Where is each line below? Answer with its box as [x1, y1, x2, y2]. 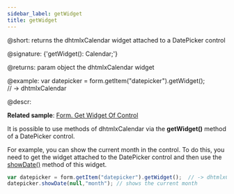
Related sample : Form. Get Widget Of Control [7, 111, 139, 119]
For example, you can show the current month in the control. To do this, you [7, 145, 225, 154]
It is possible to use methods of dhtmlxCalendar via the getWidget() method [7, 124, 226, 133]
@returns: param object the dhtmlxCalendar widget [7, 63, 155, 71]
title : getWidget [7, 17, 58, 24]
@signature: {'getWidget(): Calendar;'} [7, 50, 118, 58]
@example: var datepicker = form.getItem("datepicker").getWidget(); [7, 76, 205, 84]
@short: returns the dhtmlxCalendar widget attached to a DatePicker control [7, 36, 226, 44]
